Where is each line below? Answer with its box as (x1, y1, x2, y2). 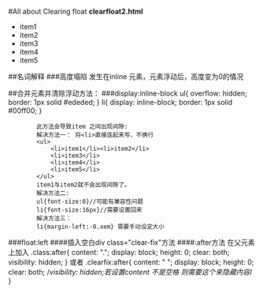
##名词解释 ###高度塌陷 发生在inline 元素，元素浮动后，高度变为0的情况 (8, 72, 244, 81)
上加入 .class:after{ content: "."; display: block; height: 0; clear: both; (8, 248, 230, 257)
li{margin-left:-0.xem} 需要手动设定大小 (36, 223, 165, 231)
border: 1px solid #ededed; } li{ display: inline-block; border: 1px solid (8, 98, 233, 107)
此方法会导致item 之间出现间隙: (36, 122, 128, 130)
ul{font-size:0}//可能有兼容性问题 (36, 197, 144, 205)
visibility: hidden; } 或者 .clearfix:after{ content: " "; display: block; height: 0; (8, 257, 254, 267)
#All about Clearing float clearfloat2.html (8, 7, 143, 16)
